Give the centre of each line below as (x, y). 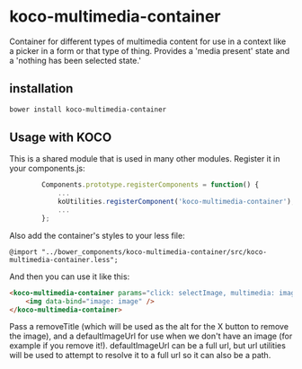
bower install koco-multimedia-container (88, 110)
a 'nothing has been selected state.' (75, 60)
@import (24, 252)
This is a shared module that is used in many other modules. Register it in (145, 159)
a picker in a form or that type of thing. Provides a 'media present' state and (150, 50)
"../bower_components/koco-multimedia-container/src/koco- (155, 252)
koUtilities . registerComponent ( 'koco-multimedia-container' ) (174, 202)
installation (41, 88)
